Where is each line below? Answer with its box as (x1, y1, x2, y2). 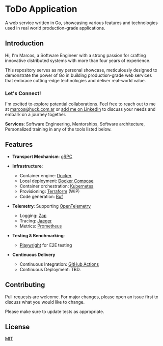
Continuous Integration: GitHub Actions (19, 261, 99, 267)
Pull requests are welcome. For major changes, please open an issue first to (5, 294, 159, 300)
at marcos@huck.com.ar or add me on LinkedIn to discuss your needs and (5, 106, 156, 112)
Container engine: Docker (19, 172, 72, 178)
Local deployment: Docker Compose (19, 178, 94, 184)
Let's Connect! (5, 90, 41, 96)
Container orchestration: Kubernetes (19, 183, 94, 189)
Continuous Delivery (12, 252, 55, 257)
